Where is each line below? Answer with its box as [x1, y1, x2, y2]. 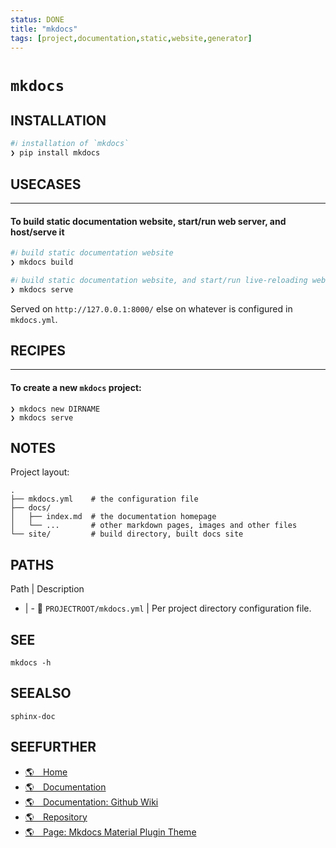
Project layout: [10, 466, 70, 478]
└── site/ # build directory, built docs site [10, 529, 244, 540]
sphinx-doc [10, 711, 56, 721]
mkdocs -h [10, 658, 52, 668]
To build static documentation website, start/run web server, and [10, 215, 287, 227]
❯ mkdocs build [10, 257, 74, 268]
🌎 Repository [24, 811, 88, 823]
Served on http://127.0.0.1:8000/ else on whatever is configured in [10, 302, 293, 315]
